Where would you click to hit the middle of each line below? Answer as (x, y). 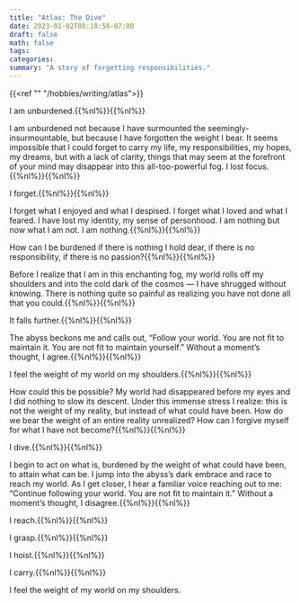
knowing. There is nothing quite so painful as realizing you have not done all (150, 293)
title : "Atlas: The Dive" (57, 18)
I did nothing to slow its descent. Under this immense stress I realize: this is (148, 401)
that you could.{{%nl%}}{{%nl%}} (73, 303)
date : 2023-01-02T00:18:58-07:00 (72, 26)
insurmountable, (40, 138)
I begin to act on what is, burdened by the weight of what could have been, (148, 465)
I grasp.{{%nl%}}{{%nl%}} (59, 537)
